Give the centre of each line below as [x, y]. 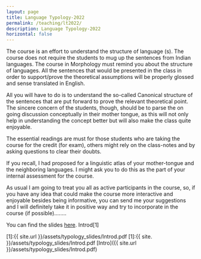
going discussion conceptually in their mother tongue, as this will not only [97, 114]
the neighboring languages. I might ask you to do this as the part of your [96, 170]
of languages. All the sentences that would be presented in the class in [94, 70]
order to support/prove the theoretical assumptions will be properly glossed [100, 77]
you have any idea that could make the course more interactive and [90, 194]
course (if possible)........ [36, 213]
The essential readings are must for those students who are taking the [93, 139]
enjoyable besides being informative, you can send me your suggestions [96, 201]
